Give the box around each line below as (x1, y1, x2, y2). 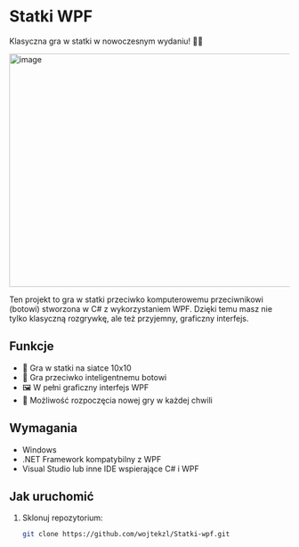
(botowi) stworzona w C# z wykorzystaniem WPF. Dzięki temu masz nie (9, 303, 273, 314)
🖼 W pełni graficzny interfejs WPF (21, 381, 149, 393)
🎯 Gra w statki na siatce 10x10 (21, 363, 132, 373)
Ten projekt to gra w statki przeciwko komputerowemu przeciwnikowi (9, 294, 264, 305)
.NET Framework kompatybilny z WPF (21, 453, 162, 464)
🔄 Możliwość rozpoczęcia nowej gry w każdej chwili (21, 395, 214, 405)
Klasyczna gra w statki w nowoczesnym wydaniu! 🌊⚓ (9, 36, 203, 46)
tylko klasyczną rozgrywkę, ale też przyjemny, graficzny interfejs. (9, 313, 249, 323)
